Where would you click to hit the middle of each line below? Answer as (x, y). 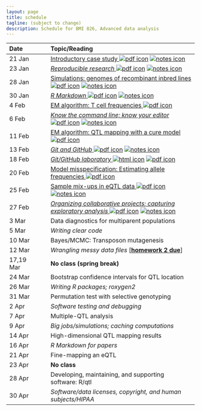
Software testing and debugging (96, 307)
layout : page (22, 12)
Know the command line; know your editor (110, 115)
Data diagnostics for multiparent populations (113, 221)
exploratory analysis (80, 211)
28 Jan (19, 82)
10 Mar (19, 241)
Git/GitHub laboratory (81, 160)
